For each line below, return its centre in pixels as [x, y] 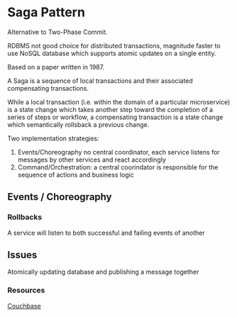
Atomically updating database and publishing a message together [103, 272]
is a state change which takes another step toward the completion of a [110, 109]
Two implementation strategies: [53, 138]
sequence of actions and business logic [76, 174]
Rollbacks [25, 217]
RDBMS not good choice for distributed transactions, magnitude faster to [114, 45]
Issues [22, 255]
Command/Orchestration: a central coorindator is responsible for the [118, 167]
